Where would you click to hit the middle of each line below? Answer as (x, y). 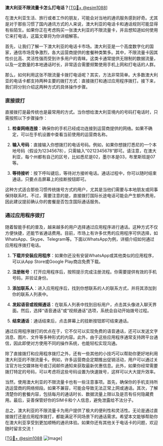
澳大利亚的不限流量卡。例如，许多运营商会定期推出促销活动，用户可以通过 (79, 359)
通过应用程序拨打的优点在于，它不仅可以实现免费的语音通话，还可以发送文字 (81, 331)
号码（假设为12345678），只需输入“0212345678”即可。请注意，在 (82, 151)
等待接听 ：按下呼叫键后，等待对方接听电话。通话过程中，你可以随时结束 (84, 173)
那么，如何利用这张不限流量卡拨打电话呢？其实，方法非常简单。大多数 (75, 75)
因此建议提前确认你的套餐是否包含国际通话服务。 (54, 202)
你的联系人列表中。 (31, 294)
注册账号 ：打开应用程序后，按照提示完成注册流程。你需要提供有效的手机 (84, 272)
